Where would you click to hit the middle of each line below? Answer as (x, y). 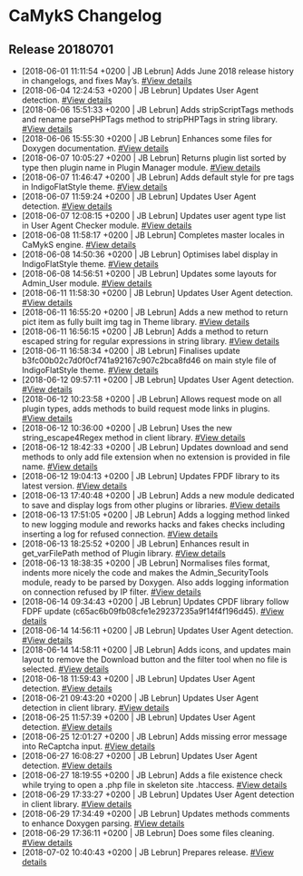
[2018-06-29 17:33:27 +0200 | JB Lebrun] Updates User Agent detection (158, 794)
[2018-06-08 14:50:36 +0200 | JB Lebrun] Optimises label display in (150, 254)
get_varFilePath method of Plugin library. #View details (123, 553)
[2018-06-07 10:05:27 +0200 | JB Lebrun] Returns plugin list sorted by (154, 158)
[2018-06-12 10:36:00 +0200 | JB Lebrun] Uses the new (127, 428)
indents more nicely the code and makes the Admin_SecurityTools (145, 572)
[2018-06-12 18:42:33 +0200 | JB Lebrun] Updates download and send (155, 447)
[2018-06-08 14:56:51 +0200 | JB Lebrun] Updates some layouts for (149, 274)
